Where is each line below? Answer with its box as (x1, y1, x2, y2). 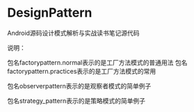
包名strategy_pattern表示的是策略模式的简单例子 (7, 96, 146, 105)
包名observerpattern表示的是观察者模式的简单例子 (7, 81, 152, 90)
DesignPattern (7, 5, 92, 21)
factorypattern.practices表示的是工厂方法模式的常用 (7, 67, 156, 75)
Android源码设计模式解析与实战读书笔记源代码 (7, 29, 140, 37)
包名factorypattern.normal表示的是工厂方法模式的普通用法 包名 (7, 58, 188, 67)
